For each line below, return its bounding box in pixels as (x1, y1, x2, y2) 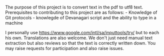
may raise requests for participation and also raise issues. (5, 46, 124, 51)
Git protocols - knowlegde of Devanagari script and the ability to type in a (5, 15, 156, 20)
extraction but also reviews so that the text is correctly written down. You (5, 40, 156, 46)
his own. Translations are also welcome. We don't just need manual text (5, 35, 153, 41)
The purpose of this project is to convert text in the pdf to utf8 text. (5, 4, 143, 10)
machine (5, 20, 23, 26)
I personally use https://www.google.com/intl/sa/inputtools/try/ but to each (5, 30, 159, 35)
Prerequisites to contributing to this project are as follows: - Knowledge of (5, 9, 157, 15)
